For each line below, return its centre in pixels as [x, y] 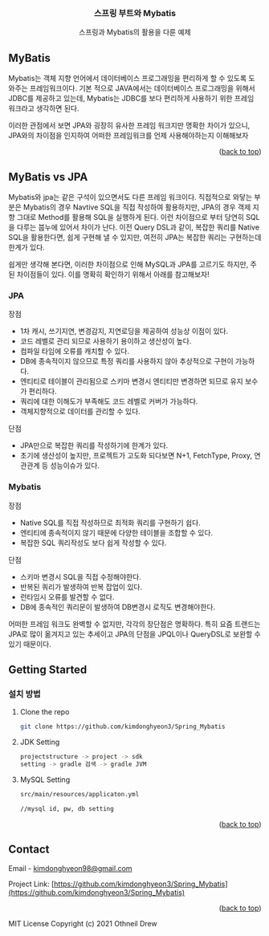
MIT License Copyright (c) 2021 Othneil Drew [83, 924]
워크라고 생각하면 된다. [44, 108]
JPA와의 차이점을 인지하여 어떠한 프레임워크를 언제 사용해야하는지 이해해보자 [128, 136]
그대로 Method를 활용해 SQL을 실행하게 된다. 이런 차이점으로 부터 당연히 [130, 217]
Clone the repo [45, 712]
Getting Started [48, 669]
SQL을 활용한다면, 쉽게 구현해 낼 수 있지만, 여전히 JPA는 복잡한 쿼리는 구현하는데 [135, 237]
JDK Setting [40, 742]
